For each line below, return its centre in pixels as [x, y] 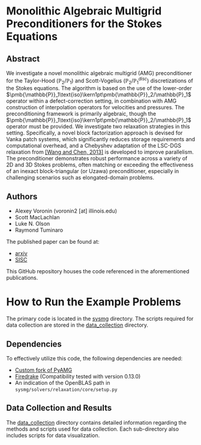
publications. [22, 278]
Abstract [23, 59]
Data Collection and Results [59, 408]
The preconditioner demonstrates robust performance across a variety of [97, 159]
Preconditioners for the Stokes [84, 24]
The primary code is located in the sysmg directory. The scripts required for [100, 319]
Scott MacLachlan [37, 217]
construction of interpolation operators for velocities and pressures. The [95, 107]
